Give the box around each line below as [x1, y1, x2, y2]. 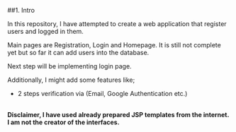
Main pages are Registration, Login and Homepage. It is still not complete [7, 41, 221, 49]
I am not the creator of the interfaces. [7, 118, 120, 126]
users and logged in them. [7, 28, 84, 35]
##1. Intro [7, 6, 35, 14]
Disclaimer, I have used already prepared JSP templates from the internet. [7, 111, 230, 119]
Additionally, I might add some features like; [7, 76, 135, 84]
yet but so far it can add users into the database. [7, 49, 150, 56]
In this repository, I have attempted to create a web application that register [7, 20, 227, 28]
